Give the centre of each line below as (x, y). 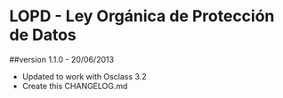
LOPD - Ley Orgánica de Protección (142, 16)
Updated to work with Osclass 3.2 (84, 76)
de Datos (43, 35)
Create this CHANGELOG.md (75, 86)
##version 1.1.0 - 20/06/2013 (61, 59)
